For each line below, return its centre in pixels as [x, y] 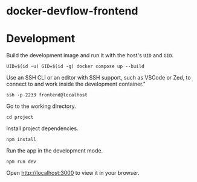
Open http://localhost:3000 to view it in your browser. [73, 173]
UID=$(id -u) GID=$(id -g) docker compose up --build [76, 67]
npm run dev [21, 162]
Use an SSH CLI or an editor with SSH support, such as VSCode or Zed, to [99, 78]
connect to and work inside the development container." [76, 84]
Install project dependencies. [42, 128]
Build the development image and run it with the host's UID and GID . [90, 55]
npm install [21, 140]
